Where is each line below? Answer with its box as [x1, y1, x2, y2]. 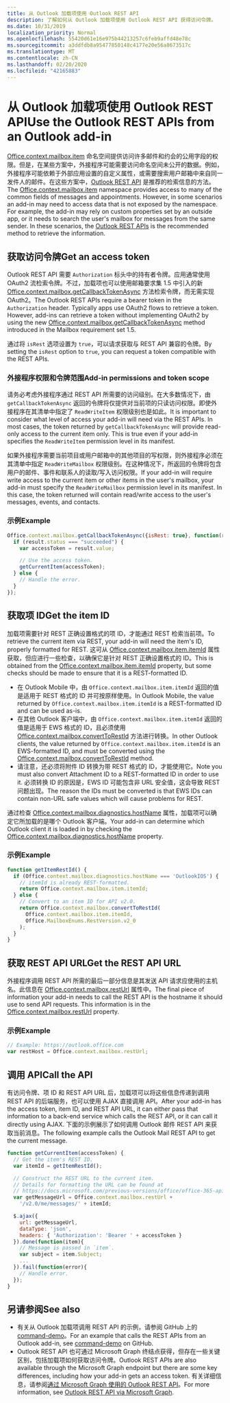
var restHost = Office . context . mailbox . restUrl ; [7, 1048, 149, 1055]
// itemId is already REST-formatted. [19, 879, 130, 886]
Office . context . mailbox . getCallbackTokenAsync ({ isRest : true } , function [7, 532, 219, 539]
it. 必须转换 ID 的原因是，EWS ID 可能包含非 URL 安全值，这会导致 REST [16, 778, 220, 786]
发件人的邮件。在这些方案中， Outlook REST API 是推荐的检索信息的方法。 [7, 178, 215, 186]
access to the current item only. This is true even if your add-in [20, 429, 199, 437]
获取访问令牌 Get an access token [7, 251, 150, 263]
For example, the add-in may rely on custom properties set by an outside [7, 207, 213, 216]
